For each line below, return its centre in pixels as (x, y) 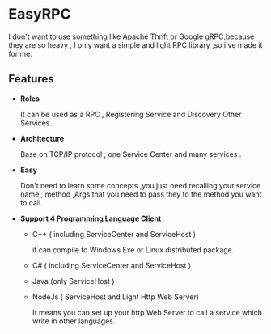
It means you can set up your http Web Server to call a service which (147, 312)
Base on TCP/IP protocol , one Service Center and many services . (131, 154)
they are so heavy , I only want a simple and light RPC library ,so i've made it (135, 44)
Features (31, 79)
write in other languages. (74, 321)
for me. (20, 53)
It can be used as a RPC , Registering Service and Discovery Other (131, 114)
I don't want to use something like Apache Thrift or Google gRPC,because (131, 36)
